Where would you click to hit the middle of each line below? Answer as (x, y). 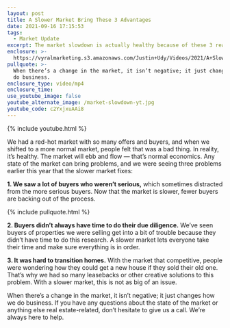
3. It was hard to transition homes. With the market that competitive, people (115, 260)
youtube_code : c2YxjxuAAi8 (46, 109)
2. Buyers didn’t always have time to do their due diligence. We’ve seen (110, 225)
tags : (15, 33)
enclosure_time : (30, 90)
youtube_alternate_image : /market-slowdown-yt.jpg (81, 103)
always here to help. (36, 317)
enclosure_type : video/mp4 (46, 84)
